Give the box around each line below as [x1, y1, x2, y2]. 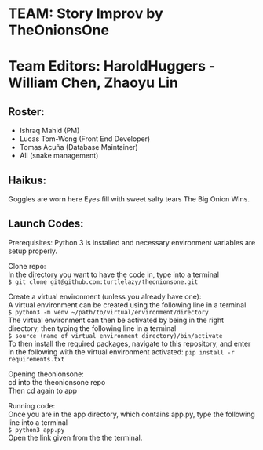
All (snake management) [19, 151, 99, 161]
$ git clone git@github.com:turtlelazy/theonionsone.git [8, 278, 199, 286]
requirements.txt [8, 355, 65, 363]
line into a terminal [8, 417, 68, 427]
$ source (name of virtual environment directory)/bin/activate [8, 332, 223, 339]
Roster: [8, 105, 45, 118]
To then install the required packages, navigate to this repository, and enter [8, 339, 251, 348]
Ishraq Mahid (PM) [19, 126, 80, 136]
